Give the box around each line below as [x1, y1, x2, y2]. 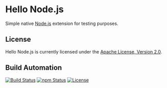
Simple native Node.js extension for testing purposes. [5, 20, 119, 26]
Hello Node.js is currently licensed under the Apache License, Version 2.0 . [5, 48, 162, 54]
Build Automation [5, 64, 62, 72]
